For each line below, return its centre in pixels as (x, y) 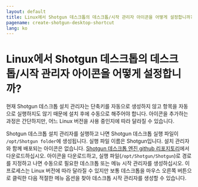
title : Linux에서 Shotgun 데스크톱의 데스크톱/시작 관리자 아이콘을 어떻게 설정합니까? (100, 17)
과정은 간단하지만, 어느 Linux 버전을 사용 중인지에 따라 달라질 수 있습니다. (90, 121)
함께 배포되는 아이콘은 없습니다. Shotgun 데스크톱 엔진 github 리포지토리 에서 (101, 149)
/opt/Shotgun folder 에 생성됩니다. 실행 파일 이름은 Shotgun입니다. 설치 (90, 141)
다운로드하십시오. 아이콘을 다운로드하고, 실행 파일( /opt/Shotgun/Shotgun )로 (93, 156)
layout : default (26, 12)
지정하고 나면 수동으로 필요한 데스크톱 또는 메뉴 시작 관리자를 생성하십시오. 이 (101, 163)
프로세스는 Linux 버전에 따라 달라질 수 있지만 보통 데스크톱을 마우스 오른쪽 (91, 171)
